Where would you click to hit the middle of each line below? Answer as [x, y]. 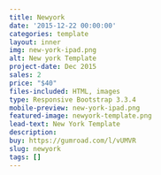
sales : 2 [25, 75]
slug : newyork [35, 148]
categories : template [49, 34]
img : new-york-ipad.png [53, 50]
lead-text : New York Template [65, 125]
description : [33, 133]
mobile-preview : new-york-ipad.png [75, 108]
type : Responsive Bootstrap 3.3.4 [73, 99]
